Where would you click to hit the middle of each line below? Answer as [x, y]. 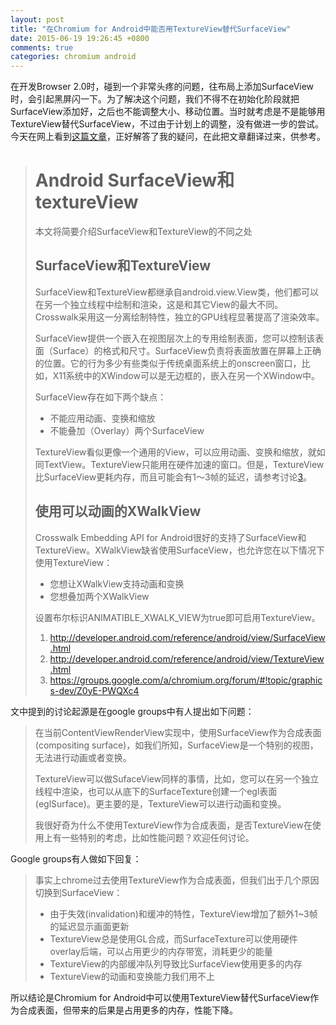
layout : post [37, 19]
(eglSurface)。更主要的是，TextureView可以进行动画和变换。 [160, 803]
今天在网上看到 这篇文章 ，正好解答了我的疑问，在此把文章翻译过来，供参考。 [168, 137]
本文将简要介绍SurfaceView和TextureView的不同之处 [143, 232]
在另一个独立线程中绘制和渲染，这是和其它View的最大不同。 [159, 304]
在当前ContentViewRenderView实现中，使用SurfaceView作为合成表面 [178, 732]
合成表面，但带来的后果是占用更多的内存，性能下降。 [128, 1010]
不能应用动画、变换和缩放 [102, 418]
